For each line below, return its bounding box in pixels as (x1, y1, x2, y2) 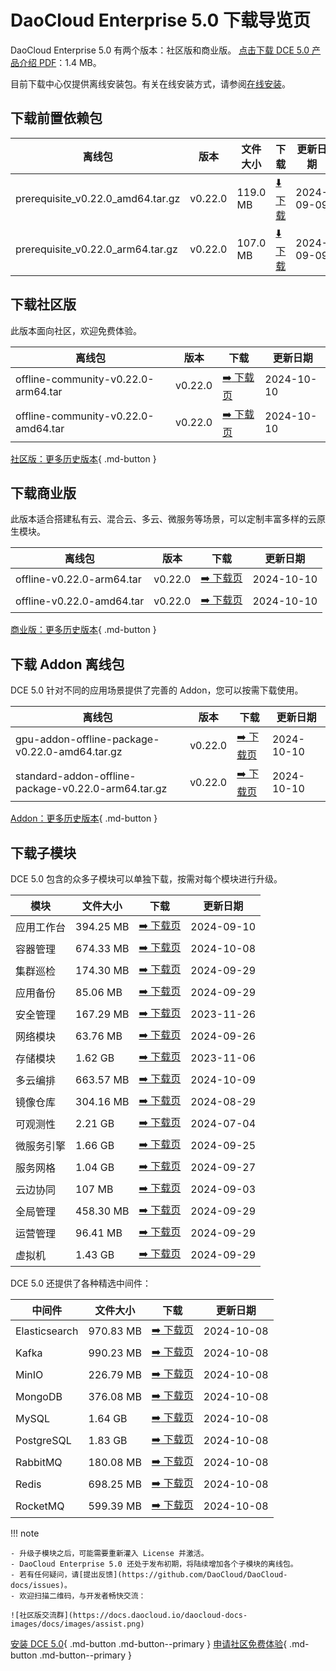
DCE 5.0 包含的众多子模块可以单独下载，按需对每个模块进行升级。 (10, 873, 283, 885)
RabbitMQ (15, 1455, 63, 1469)
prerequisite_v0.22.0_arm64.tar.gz (15, 242, 178, 256)
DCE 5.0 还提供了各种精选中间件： (10, 1277, 152, 1289)
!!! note (10, 1527, 40, 1539)
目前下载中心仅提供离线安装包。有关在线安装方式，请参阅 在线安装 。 (10, 77, 291, 90)
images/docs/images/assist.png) (10, 1619, 145, 1629)
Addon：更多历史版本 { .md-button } (10, 812, 158, 825)
